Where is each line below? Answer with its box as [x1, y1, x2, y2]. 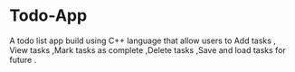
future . [9, 54, 37, 65]
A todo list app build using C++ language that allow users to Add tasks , [9, 35, 276, 46]
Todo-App [9, 5, 88, 26]
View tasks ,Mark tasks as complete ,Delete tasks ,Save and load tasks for [9, 44, 287, 55]
